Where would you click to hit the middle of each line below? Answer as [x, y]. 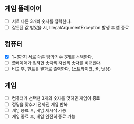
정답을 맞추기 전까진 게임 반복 [39, 104]
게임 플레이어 [23, 9]
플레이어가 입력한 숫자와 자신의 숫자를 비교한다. [57, 62]
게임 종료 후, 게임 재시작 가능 [39, 110]
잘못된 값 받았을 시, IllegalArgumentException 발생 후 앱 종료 [70, 27]
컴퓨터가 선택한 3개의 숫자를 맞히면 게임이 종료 [56, 98]
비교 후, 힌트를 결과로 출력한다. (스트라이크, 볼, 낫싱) [61, 69]
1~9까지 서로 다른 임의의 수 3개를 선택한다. [52, 57]
